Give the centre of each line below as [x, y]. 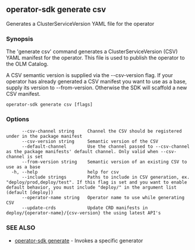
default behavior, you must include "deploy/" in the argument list [91, 187]
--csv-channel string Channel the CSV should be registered [102, 131]
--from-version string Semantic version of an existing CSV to [104, 162]
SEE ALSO [21, 228]
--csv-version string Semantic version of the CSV [90, 142]
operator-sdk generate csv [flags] [49, 105]
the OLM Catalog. [27, 64]
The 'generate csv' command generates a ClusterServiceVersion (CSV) [92, 51]
